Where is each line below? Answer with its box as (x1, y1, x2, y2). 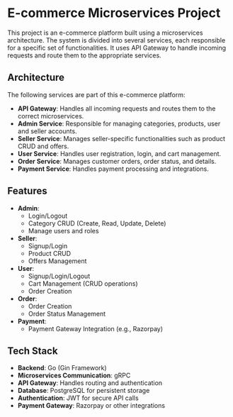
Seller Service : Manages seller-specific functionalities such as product (17, 134, 225, 143)
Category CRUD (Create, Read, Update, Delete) (28, 218, 166, 228)
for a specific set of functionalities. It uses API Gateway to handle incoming (7, 43, 227, 52)
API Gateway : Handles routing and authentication (17, 379, 163, 387)
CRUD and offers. (17, 142, 69, 150)
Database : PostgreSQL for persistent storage (17, 387, 150, 395)
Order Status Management (28, 309, 106, 318)
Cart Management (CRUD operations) (28, 279, 138, 288)
